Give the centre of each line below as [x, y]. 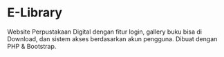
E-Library [35, 13]
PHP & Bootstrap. [32, 46]
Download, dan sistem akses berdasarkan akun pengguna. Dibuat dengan [112, 38]
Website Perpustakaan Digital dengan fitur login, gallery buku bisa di [105, 32]
